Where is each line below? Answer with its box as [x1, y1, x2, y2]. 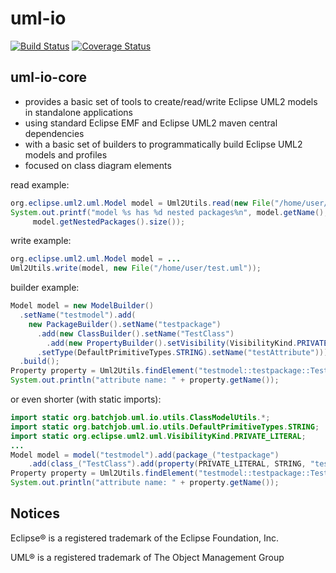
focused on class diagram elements [24, 159, 172, 171]
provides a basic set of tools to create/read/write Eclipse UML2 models [24, 95, 318, 107]
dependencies [24, 127, 85, 139]
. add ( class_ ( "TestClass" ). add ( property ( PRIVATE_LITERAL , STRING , [28, 459, 307, 469]
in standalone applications [24, 106, 133, 118]
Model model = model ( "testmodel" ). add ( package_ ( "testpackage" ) [10, 450, 280, 460]
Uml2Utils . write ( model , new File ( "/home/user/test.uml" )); [10, 263, 262, 274]
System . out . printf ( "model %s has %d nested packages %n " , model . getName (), [10, 207, 329, 217]
